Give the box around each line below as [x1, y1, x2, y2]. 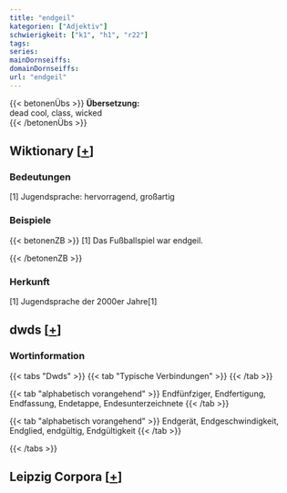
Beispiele [9, 214, 52, 227]
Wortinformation [9, 350, 85, 363]
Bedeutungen [9, 170, 71, 183]
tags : [9, 38, 30, 48]
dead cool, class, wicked [9, 107, 103, 118]
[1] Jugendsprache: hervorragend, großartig [9, 191, 175, 202]
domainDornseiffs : [9, 65, 79, 74]
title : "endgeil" [9, 13, 76, 23]
